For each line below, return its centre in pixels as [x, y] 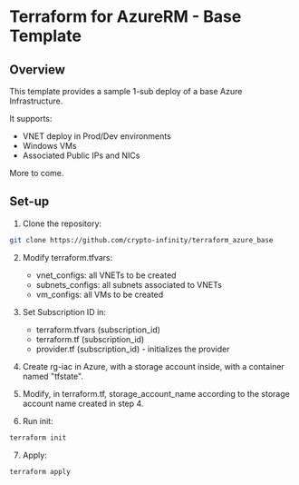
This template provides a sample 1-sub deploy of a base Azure [126, 91]
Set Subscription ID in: [64, 312]
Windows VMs [49, 146]
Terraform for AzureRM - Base [125, 17]
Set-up [29, 202]
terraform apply [40, 471]
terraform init [38, 438]
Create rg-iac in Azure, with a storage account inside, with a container [154, 366]
